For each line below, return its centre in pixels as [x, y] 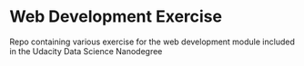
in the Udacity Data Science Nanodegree [86, 51]
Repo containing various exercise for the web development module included [152, 42]
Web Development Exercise [116, 17]
